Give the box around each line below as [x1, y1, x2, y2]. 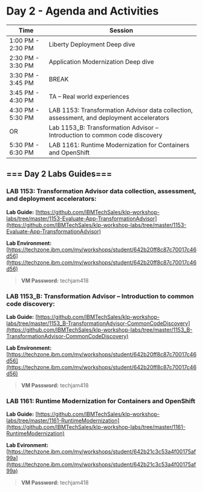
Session [109, 26, 134, 34]
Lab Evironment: [6, 442, 49, 449]
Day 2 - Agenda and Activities [6, 4, 159, 18]
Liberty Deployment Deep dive [48, 40, 135, 48]
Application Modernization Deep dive [48, 57, 154, 66]
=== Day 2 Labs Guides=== [6, 169, 112, 179]
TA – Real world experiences [48, 92, 130, 100]
